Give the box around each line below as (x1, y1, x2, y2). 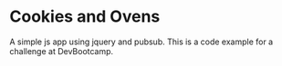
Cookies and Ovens (9, 6, 161, 27)
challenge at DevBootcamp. (9, 45, 114, 56)
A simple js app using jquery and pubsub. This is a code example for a (9, 36, 274, 47)
